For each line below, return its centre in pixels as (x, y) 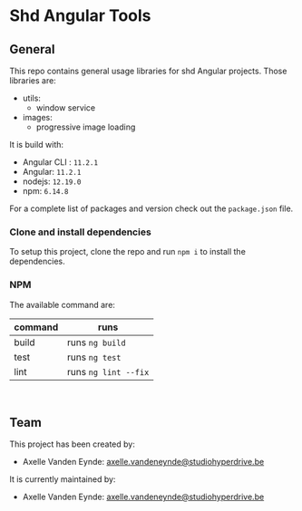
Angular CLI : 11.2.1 (60, 162)
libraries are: (33, 81)
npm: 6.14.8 (45, 191)
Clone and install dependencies (80, 232)
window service (66, 108)
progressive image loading (86, 127)
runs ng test (94, 357)
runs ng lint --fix (108, 371)
